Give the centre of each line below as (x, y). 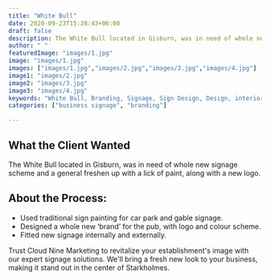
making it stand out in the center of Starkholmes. (89, 267)
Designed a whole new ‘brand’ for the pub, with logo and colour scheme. (140, 226)
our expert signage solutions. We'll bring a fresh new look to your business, (133, 259)
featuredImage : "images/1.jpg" (61, 53)
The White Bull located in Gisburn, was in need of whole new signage (123, 164)
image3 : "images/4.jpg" (48, 91)
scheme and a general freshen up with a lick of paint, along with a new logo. (135, 173)
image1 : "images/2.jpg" (48, 76)
